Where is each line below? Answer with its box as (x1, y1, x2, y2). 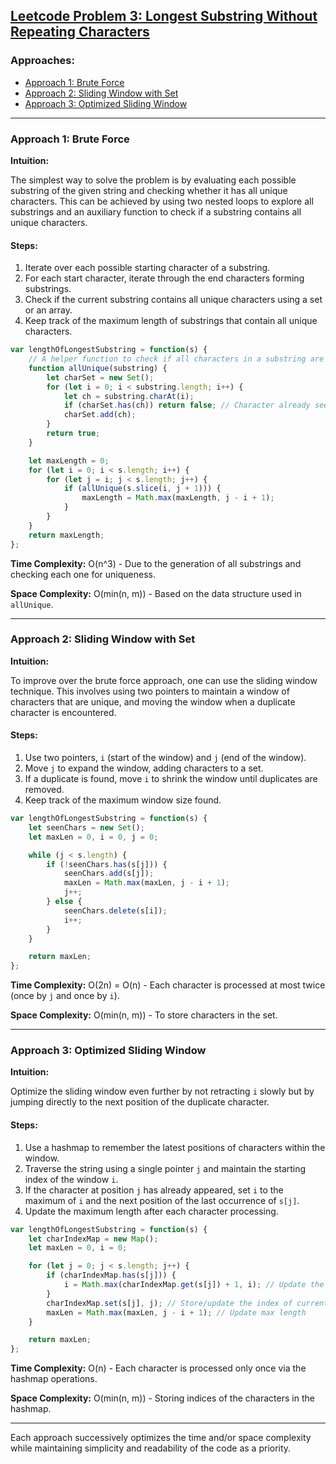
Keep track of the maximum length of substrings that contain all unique (24, 315, 318, 327)
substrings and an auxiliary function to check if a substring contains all (10, 205, 302, 218)
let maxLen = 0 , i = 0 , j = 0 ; (28, 832, 159, 842)
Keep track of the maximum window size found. (24, 794, 222, 806)
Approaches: (10, 54, 75, 68)
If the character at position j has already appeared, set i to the (24, 1184, 284, 1196)
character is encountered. (10, 706, 117, 718)
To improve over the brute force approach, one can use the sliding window (10, 674, 318, 686)
